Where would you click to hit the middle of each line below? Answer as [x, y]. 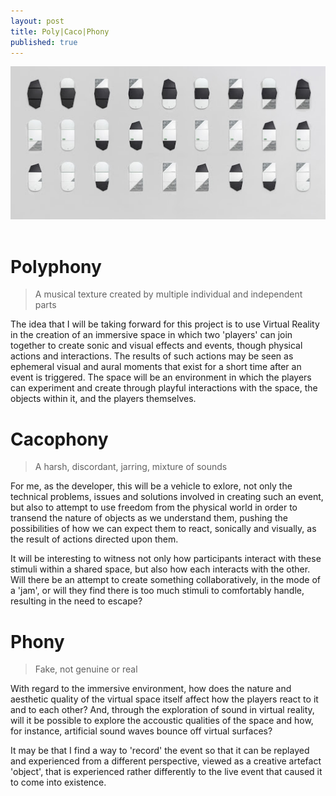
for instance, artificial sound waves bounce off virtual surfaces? [141, 731]
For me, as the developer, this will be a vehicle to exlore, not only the [151, 486]
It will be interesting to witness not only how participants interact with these [166, 559]
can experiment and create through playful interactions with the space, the [164, 388]
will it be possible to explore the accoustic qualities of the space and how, [162, 721]
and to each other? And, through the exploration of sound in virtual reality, [162, 710]
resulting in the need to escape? [76, 601]
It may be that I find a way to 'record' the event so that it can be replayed [160, 751]
